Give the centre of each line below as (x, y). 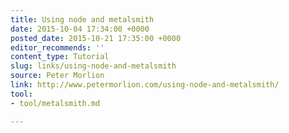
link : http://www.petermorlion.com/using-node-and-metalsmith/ (145, 85)
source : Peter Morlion (57, 76)
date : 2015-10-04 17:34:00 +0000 (80, 29)
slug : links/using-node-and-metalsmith (93, 66)
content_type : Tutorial (60, 57)
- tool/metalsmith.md (55, 103)
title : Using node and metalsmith (82, 19)
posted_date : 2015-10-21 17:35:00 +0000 (96, 38)
